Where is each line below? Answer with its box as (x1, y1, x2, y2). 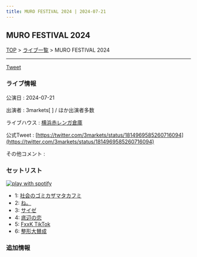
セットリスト (6, 166, 43, 174)
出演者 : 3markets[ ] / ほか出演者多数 (6, 106, 95, 113)
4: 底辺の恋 (14, 214, 42, 221)
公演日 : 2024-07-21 (6, 94, 55, 101)
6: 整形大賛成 (14, 228, 47, 235)
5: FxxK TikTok (14, 221, 51, 228)
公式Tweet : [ (6, 131, 38, 138)
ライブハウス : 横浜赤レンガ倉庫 (6, 119, 83, 126)
